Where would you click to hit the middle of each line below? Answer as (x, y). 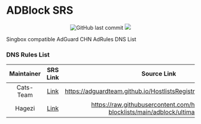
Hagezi (25, 108)
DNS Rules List (28, 54)
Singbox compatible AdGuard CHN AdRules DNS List (71, 39)
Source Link (159, 74)
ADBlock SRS (40, 10)
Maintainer (25, 74)
